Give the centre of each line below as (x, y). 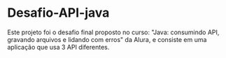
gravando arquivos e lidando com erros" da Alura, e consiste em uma (107, 39)
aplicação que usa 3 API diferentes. (58, 47)
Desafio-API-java (58, 13)
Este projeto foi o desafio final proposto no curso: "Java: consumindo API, (113, 32)
